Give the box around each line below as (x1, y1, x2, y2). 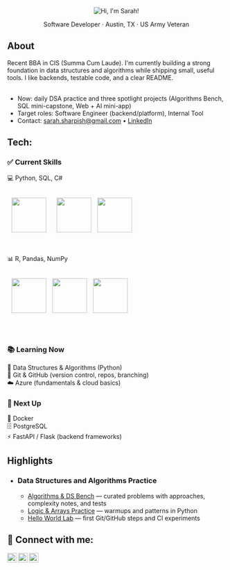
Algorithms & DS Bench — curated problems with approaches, (27, 492, 206, 500)
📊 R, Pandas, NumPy (7, 254, 68, 262)
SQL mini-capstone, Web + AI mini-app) (17, 101, 132, 110)
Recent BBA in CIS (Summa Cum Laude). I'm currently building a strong (7, 58, 211, 67)
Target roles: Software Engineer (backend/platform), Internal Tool (17, 109, 204, 117)
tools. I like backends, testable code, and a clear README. (7, 73, 174, 82)
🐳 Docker (7, 414, 34, 423)
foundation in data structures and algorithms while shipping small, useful (7, 66, 215, 74)
